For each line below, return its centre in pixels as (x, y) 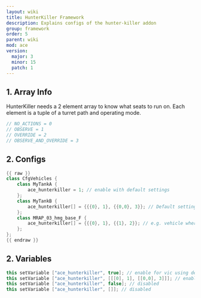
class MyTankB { (37, 201)
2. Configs (26, 160)
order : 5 (17, 34)
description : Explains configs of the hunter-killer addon (81, 23)
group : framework (28, 29)
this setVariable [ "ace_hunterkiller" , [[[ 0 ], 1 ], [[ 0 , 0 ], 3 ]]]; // (93, 278)
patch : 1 (22, 68)
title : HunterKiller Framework (45, 17)
